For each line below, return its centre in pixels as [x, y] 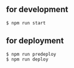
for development [37, 10]
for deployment [35, 41]
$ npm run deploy [27, 59]
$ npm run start [26, 23]
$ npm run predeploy [31, 54]
